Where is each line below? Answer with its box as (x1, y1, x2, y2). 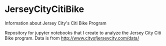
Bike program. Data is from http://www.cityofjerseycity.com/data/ (4, 35, 139, 41)
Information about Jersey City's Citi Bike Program (4, 20, 107, 26)
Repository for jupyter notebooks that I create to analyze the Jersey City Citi (4, 29, 161, 35)
